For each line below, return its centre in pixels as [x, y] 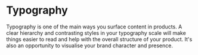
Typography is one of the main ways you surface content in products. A [94, 27]
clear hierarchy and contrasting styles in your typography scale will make [96, 33]
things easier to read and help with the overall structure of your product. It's [99, 39]
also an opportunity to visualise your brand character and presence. [89, 46]
